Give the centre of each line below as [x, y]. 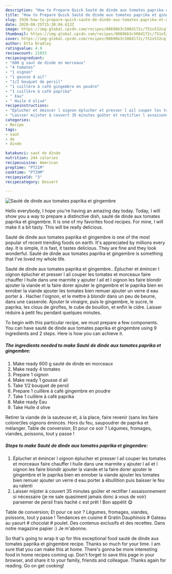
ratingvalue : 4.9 [24, 48]
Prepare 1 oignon [30, 375]
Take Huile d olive [31, 408]
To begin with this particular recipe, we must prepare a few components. [82, 323]
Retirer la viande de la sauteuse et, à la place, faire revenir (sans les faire [82, 417]
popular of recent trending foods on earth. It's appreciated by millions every [85, 243]
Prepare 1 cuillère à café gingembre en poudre [62, 391]
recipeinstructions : [27, 106]
